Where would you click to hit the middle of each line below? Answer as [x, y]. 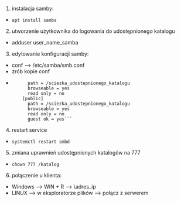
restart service [29, 130]
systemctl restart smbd [41, 142]
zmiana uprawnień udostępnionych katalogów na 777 [76, 153]
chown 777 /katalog [35, 165]
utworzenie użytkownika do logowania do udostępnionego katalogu [93, 31]
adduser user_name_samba [45, 42]
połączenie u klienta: [36, 175]
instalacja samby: [33, 8]
